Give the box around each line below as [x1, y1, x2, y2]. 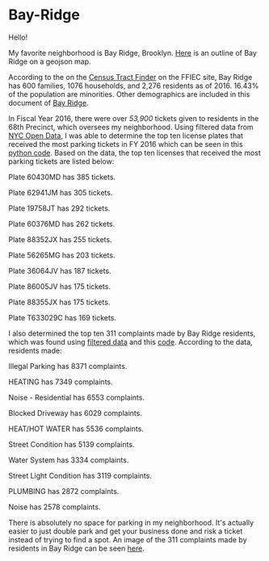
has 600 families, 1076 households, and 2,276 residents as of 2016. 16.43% [8, 81, 259, 90]
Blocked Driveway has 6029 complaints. [8, 408, 143, 417]
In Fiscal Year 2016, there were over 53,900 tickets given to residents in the [8, 113, 259, 123]
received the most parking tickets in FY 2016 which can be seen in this [8, 139, 244, 149]
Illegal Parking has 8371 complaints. [8, 361, 128, 371]
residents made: [8, 345, 62, 355]
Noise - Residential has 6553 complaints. [8, 392, 145, 402]
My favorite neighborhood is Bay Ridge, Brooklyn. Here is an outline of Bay [8, 48, 257, 57]
